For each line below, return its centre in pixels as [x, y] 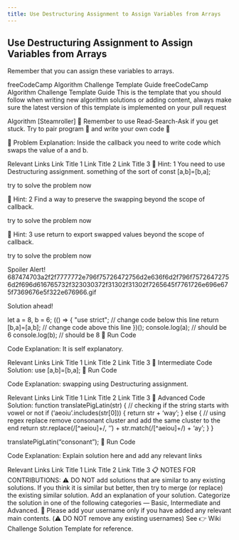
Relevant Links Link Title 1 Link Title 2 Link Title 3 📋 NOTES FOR [101, 470]
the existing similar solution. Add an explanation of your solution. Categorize [119, 495]
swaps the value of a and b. [48, 150]
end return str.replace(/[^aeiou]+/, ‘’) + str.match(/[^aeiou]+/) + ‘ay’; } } [111, 428]
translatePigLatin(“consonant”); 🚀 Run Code [71, 442]
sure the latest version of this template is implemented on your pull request [117, 108]
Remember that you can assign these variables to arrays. [91, 71]
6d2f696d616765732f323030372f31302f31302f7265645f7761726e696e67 [118, 285]
